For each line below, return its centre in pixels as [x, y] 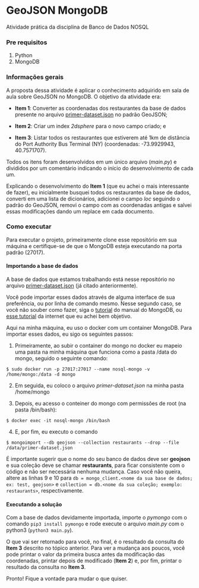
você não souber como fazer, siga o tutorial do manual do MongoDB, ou [94, 310]
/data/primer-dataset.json [40, 448]
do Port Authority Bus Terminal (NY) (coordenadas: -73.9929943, [95, 144]
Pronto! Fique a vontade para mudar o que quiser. [67, 578]
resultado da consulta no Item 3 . [46, 567]
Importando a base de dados [42, 266]
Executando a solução [34, 504]
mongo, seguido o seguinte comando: [61, 358]
